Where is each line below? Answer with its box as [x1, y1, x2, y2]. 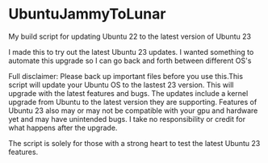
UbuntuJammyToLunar [8, 5, 166, 23]
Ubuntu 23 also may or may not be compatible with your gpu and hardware [8, 106, 258, 115]
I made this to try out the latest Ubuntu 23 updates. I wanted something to [8, 47, 254, 56]
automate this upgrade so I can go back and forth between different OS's [8, 56, 252, 65]
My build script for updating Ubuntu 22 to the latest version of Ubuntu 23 [8, 31, 252, 41]
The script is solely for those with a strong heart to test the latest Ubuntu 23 [8, 138, 261, 148]
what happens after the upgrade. [8, 123, 118, 132]
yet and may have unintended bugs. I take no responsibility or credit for [8, 114, 246, 123]
